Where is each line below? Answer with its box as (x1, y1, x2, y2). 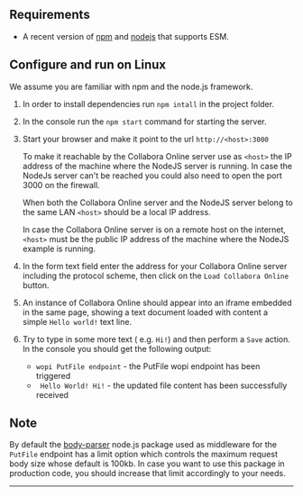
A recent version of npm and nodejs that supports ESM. (22, 31, 230, 41)
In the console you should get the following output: (22, 343, 212, 354)
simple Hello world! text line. (22, 316, 133, 327)
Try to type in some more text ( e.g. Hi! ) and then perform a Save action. (22, 333, 290, 345)
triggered (35, 370, 71, 381)
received (35, 389, 69, 400)
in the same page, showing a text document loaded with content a (22, 306, 269, 318)
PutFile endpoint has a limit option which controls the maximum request (9, 449, 278, 460)
